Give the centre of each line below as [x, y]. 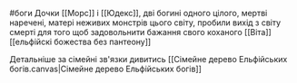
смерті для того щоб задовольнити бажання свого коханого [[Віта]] [141, 32]
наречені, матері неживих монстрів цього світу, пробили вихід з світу [145, 23]
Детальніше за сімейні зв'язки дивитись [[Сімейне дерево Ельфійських [148, 59]
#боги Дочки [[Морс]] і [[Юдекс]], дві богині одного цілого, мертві [139, 13]
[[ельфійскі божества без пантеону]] [80, 41]
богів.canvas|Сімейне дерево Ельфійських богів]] [106, 69]
